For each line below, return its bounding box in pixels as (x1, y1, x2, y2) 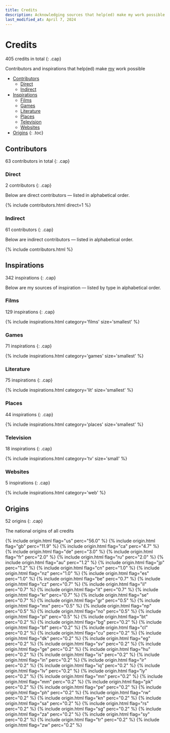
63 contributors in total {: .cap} (5, 158, 70, 164)
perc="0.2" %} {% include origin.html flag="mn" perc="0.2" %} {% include (5, 673, 163, 679)
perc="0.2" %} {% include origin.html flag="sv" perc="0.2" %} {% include (5, 641, 161, 647)
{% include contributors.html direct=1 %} (5, 202, 91, 208)
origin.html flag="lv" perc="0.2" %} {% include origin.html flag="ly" (5, 668, 148, 674)
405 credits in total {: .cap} (5, 56, 62, 62)
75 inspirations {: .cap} (5, 377, 53, 383)
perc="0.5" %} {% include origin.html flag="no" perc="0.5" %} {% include (5, 608, 161, 615)
